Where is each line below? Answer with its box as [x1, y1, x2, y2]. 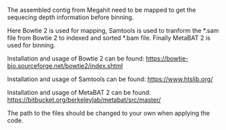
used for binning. [7, 41, 56, 49]
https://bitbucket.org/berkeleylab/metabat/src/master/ [7, 96, 161, 104]
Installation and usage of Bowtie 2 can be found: [7, 54, 145, 63]
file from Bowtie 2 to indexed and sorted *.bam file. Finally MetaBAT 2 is [7, 34, 211, 42]
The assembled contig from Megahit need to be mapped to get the [7, 6, 196, 14]
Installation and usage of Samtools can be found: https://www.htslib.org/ [7, 75, 214, 83]
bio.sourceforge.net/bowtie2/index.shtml [7, 62, 123, 69]
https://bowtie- [145, 54, 189, 63]
